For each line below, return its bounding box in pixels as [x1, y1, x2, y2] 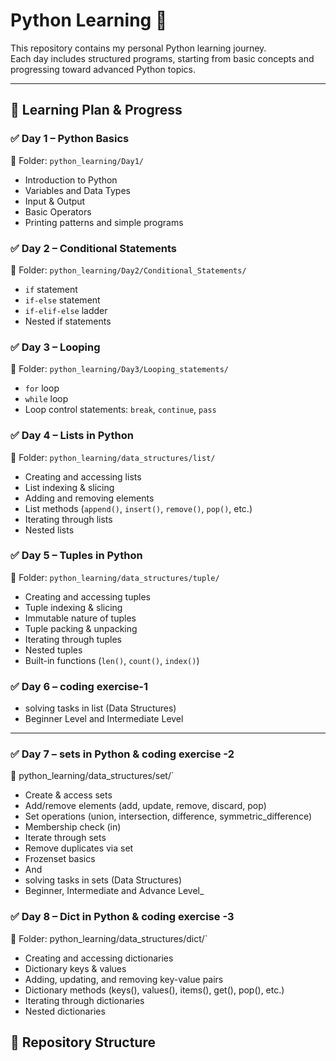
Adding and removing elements [24, 492, 155, 504]
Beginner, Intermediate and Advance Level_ [24, 885, 205, 897]
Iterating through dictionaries [24, 994, 145, 1006]
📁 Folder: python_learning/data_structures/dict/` [10, 932, 208, 944]
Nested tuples [24, 644, 83, 656]
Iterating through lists [24, 513, 113, 525]
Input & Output [24, 195, 86, 207]
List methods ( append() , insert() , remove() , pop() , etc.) [24, 502, 253, 514]
